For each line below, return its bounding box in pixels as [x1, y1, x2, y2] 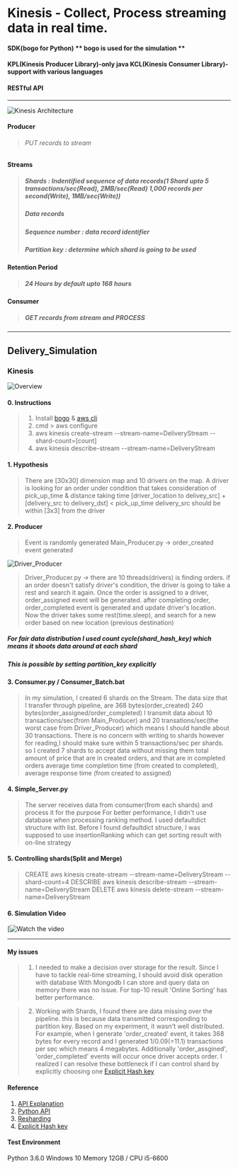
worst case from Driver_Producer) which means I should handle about [24, 724, 229, 732]
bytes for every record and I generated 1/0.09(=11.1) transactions [35, 1037, 224, 1046]
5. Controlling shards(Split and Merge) [7, 855, 123, 863]
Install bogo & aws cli [35, 414, 98, 423]
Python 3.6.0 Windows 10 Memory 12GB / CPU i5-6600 [7, 1153, 169, 1162]
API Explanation [17, 1099, 64, 1107]
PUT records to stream [24, 138, 92, 147]
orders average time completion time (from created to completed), [24, 761, 218, 770]
